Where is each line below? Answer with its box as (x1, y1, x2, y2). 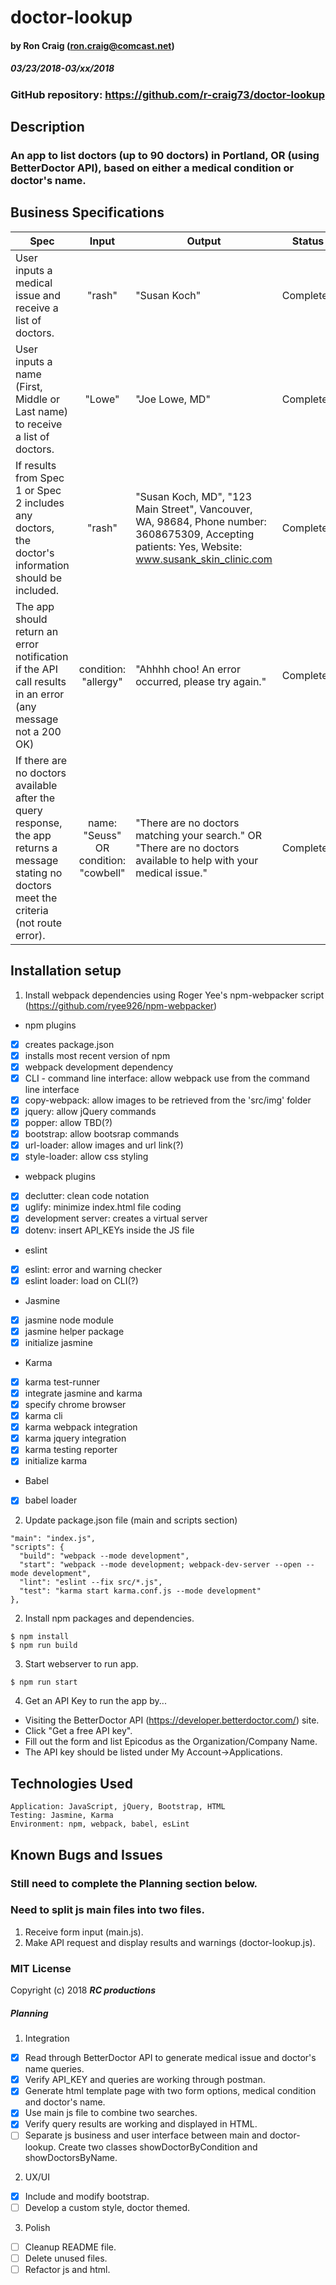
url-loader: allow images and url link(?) (24, 1139, 184, 1151)
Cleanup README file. (24, 2241, 117, 2253)
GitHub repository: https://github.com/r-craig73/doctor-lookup (10, 87, 326, 101)
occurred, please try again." (135, 674, 267, 688)
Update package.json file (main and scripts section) (24, 1514, 238, 1526)
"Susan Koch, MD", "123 (135, 489, 253, 503)
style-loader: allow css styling (24, 1151, 149, 1163)
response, (15, 816, 63, 830)
